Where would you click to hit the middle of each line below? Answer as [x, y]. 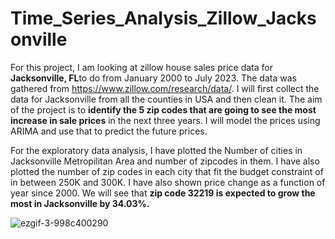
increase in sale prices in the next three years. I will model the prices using [165, 120]
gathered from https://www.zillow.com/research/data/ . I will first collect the [165, 88]
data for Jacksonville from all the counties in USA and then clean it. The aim [166, 99]
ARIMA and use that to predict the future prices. [109, 131]
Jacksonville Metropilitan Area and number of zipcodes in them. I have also [165, 161]
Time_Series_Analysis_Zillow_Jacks [163, 18]
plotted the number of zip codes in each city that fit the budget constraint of [167, 171]
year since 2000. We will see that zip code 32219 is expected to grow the [163, 193]
